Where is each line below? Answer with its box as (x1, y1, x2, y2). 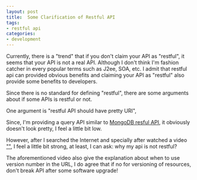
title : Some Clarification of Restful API (6, 14, 116, 20)
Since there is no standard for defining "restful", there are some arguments (6, 90, 189, 96)
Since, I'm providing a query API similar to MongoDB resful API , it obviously (6, 119, 190, 125)
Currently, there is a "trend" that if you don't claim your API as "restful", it (6, 53, 185, 59)
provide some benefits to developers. (6, 78, 98, 85)
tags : (6, 20, 20, 26)
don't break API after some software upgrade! (6, 167, 119, 174)
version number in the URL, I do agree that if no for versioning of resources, (6, 161, 192, 168)
